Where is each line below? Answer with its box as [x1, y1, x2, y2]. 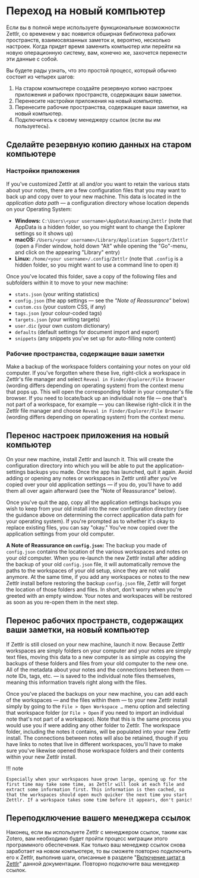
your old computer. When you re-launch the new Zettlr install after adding [6, 554, 186, 562]
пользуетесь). [14, 122, 50, 129]
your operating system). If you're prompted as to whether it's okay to [6, 518, 175, 525]
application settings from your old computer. [6, 530, 115, 537]
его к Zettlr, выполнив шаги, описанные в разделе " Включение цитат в [6, 854, 186, 861]
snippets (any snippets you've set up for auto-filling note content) [14, 334, 176, 342]
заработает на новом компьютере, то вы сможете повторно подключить [6, 848, 192, 855]
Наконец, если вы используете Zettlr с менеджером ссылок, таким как [6, 829, 187, 836]
